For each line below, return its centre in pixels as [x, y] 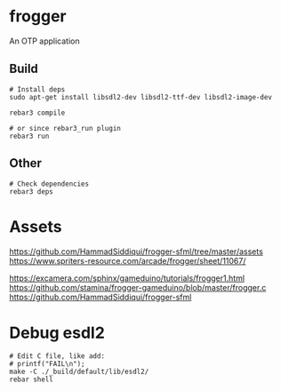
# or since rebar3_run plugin [65, 128]
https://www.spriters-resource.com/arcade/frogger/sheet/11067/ [128, 260]
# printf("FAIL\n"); [48, 364]
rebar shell [31, 379]
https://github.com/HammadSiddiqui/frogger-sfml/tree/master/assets [136, 251]
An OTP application [44, 41]
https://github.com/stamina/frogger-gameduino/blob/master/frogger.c [138, 287]
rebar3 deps [31, 192]
